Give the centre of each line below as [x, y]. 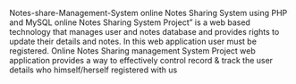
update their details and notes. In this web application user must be [133, 41]
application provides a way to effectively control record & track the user [141, 60]
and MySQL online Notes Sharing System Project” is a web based [130, 22]
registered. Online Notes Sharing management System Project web [133, 51]
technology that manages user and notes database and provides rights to [144, 32]
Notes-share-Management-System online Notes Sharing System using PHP [148, 13]
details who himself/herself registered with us [93, 70]
